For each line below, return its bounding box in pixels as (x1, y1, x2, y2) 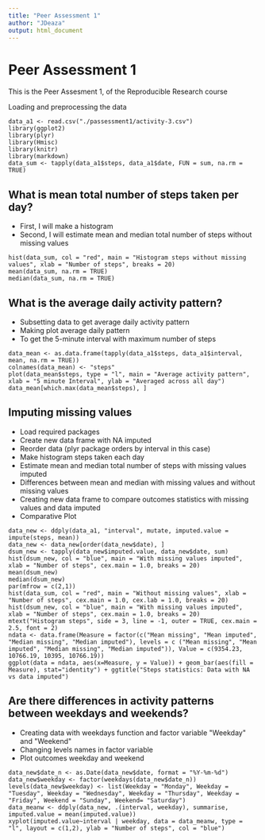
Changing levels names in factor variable (19, 745, 153, 754)
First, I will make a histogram (19, 222, 113, 231)
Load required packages (19, 427, 101, 436)
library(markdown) (8, 153, 69, 161)
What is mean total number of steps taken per (8, 188, 240, 201)
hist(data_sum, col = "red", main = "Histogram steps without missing (8, 254, 247, 262)
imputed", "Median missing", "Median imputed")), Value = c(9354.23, (8, 645, 244, 652)
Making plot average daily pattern (19, 325, 130, 335)
